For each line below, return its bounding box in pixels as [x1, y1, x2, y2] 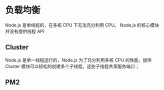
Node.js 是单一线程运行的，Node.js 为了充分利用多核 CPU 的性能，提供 [5, 57, 152, 63]
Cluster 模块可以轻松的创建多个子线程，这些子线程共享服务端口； [5, 63, 140, 69]
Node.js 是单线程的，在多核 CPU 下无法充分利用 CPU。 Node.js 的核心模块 [5, 22, 159, 28]
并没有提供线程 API [5, 28, 44, 34]
